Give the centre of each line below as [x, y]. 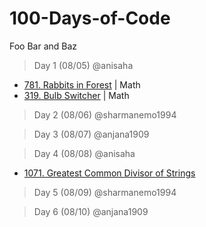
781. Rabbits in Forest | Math [82, 84]
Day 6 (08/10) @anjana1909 [91, 211]
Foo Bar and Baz [43, 46]
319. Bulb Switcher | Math [76, 95]
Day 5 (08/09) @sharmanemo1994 [105, 192]
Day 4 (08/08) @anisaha [84, 153]
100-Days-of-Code [90, 18]
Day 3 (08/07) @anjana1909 [91, 134]
